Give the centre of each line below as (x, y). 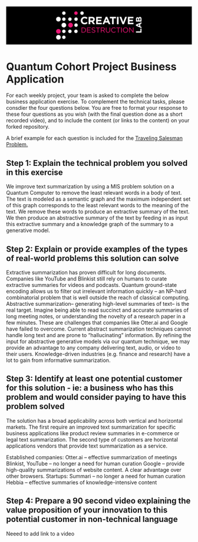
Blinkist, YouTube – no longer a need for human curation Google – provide (95, 463)
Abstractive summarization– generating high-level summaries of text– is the (98, 303)
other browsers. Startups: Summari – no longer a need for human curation (96, 476)
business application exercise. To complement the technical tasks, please (95, 102)
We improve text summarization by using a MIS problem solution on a (90, 187)
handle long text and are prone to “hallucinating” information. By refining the (99, 335)
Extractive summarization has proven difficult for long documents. (86, 272)
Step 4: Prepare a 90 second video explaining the (98, 501)
